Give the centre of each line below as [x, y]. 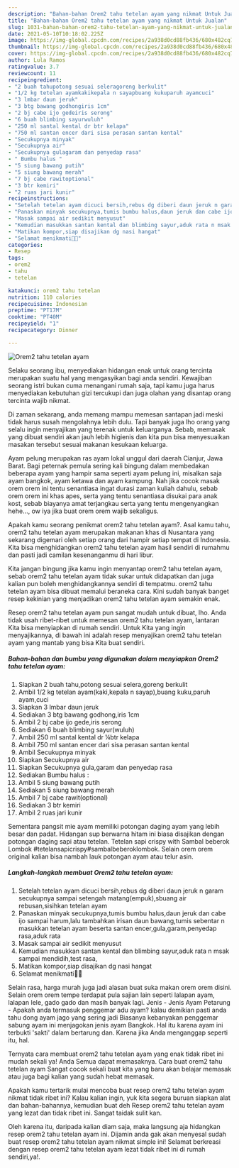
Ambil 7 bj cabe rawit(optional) [63, 797]
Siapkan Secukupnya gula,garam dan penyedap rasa [95, 767]
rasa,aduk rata [39, 936]
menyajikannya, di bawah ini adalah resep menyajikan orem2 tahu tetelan [115, 635]
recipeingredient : [35, 80]
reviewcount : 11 [32, 73]
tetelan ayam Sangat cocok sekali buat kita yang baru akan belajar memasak [120, 1069]
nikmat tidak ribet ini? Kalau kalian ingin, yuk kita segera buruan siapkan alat [119, 1098]
